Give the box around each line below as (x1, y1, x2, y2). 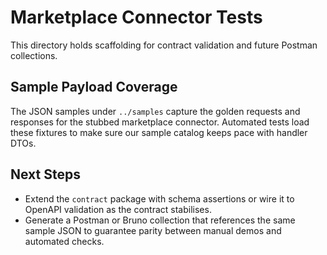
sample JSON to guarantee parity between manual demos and (24, 224, 282, 236)
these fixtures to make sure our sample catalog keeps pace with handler (10, 126, 308, 138)
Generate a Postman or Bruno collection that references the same (24, 214, 296, 226)
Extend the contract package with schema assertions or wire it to (24, 192, 295, 205)
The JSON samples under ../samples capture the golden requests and (10, 105, 301, 117)
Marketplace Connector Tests (10, 6, 263, 29)
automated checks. (24, 235, 105, 247)
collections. (10, 49, 58, 61)
